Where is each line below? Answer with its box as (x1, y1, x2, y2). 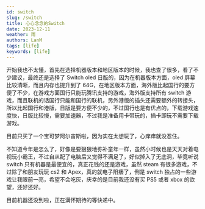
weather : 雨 (6, 32, 36, 38)
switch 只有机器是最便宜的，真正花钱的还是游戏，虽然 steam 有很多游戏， (6, 160, 193, 168)
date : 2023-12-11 (6, 26, 51, 32)
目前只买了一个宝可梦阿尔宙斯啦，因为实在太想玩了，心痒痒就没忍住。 (6, 132, 183, 140)
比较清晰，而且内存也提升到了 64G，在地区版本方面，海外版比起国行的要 (6, 81, 190, 88)
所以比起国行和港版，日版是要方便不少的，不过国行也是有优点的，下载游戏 (6, 104, 193, 112)
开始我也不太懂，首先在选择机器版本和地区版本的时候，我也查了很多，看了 (6, 66, 193, 73)
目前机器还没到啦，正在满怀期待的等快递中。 (6, 196, 119, 204)
